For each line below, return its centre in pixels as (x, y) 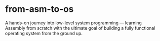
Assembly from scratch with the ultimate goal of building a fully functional (80, 28)
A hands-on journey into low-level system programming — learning (74, 23)
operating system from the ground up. (44, 33)
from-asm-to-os (40, 9)
